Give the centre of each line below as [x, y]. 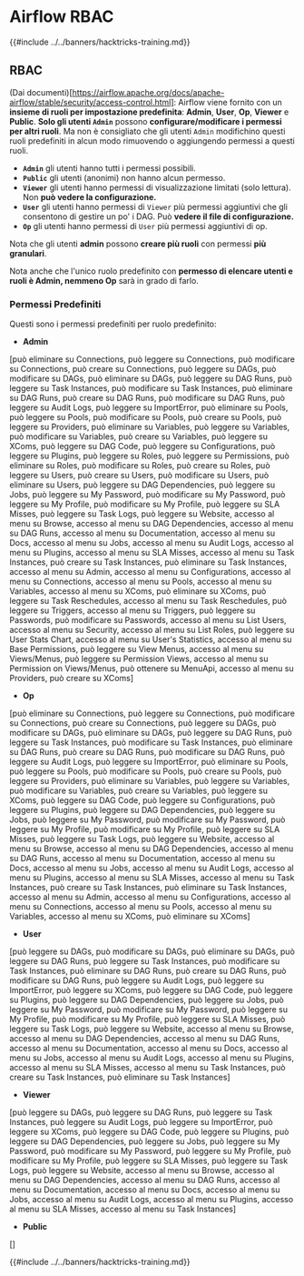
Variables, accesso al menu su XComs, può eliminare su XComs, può [138, 591]
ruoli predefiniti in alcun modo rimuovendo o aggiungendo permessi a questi [152, 141]
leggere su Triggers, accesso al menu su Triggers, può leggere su [132, 610]
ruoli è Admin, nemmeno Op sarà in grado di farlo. [104, 280]
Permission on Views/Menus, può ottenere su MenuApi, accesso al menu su [152, 668]
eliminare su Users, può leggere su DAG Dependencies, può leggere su [142, 485]
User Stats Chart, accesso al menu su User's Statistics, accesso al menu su [151, 639]
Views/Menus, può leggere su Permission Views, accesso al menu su [139, 659]
